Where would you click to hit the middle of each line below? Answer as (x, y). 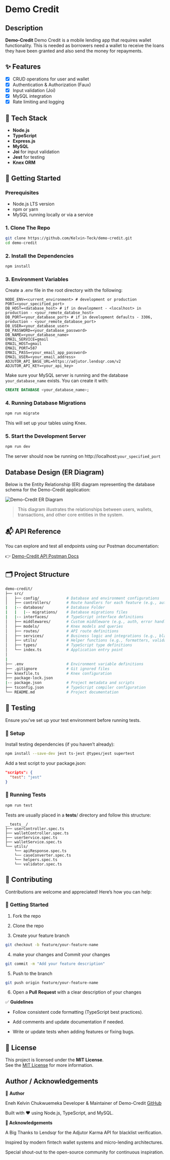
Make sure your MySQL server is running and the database (67, 375)
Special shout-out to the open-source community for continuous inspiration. (85, 1152)
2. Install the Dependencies (40, 255)
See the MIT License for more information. (49, 1065)
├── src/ (14, 593)
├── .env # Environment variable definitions (74, 664)
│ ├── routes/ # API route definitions (62, 631)
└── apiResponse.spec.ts (40, 851)
